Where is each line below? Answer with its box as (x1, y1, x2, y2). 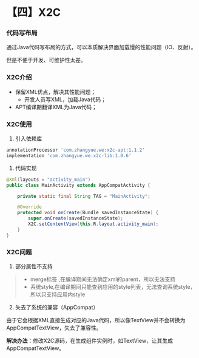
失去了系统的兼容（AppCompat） (15, 304, 99, 311)
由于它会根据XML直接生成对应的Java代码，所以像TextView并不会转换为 (6, 317, 186, 323)
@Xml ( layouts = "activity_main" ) (6, 177, 91, 183)
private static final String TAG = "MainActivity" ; (17, 193, 150, 199)
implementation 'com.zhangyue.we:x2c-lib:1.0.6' (6, 152, 132, 158)
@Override (17, 204, 42, 210)
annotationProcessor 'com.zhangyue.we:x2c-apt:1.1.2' (6, 147, 146, 154)
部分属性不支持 (15, 263, 53, 270)
